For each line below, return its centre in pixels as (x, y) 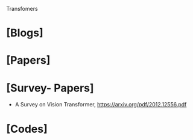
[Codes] (27, 129)
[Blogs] (25, 33)
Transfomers (22, 9)
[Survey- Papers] (50, 88)
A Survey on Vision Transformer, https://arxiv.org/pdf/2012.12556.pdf (101, 105)
